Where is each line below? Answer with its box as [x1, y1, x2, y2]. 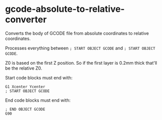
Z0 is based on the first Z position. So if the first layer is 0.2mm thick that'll [5, 60, 158, 66]
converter [5, 14, 47, 25]
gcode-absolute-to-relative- [5, 3, 125, 15]
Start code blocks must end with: [5, 75, 73, 80]
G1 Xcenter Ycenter [5, 84, 46, 89]
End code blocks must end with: [5, 97, 71, 103]
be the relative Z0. [5, 65, 43, 71]
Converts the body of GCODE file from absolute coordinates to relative [5, 30, 149, 36]
